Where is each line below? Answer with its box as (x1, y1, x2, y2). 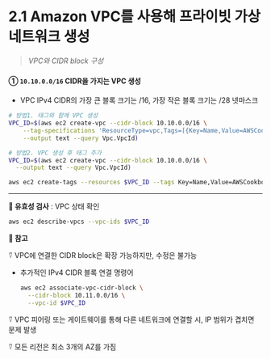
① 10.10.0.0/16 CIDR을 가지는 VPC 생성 (8, 76, 141, 86)
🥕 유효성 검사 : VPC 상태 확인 (8, 201, 100, 211)
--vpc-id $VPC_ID (27, 298, 86, 307)
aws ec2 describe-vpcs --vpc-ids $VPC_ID (8, 218, 150, 226)
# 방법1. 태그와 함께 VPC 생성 (8, 112, 98, 120)
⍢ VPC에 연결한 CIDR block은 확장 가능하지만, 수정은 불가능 (8, 251, 198, 260)
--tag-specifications (23, 126, 95, 134)
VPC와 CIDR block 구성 (27, 56, 104, 65)
